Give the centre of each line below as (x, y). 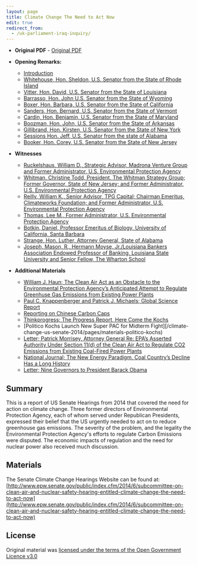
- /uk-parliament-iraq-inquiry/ (51, 34)
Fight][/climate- (170, 326)
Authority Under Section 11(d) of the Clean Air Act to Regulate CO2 (104, 345)
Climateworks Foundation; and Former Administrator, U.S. (93, 203)
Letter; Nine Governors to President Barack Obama (85, 370)
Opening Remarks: (38, 62)
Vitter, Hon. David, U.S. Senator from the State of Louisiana (95, 92)
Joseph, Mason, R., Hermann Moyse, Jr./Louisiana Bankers (95, 247)
